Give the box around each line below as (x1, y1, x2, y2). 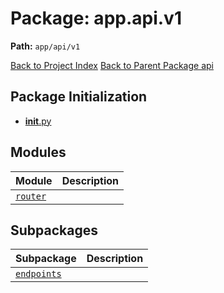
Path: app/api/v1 (10, 40, 81, 52)
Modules (10, 144, 67, 161)
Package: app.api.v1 (10, 7, 182, 30)
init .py (24, 115, 52, 127)
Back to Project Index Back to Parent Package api (10, 59, 214, 71)
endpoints (15, 268, 62, 280)
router (15, 190, 47, 202)
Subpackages (10, 222, 98, 239)
